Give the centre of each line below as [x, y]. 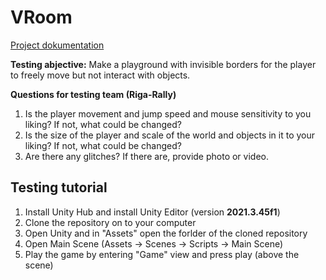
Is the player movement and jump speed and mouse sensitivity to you [168, 113]
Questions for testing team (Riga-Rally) [93, 94]
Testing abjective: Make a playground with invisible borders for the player [163, 64]
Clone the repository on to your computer [110, 222]
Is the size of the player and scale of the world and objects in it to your [170, 135]
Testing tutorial [59, 187]
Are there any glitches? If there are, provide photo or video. [146, 156]
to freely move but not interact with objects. [100, 75]
